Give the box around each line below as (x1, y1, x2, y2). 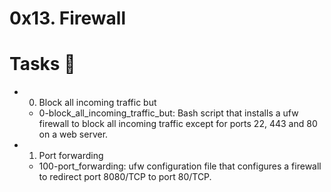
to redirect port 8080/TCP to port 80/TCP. (38, 171, 212, 183)
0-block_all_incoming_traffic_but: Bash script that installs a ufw (38, 107, 299, 119)
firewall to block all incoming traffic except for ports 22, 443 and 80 (38, 118, 318, 130)
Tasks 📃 (9, 53, 76, 76)
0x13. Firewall (9, 7, 127, 30)
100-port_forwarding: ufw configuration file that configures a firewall (38, 160, 322, 172)
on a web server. (38, 128, 109, 141)
